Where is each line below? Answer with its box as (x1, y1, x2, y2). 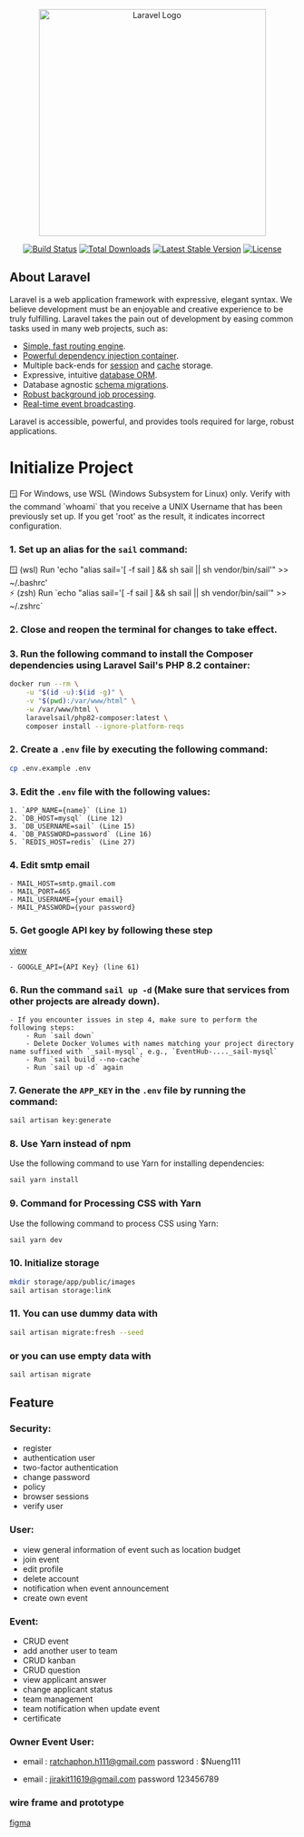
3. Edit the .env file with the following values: (9, 785, 211, 798)
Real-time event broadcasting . (22, 398, 136, 409)
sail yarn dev (9, 1235, 64, 1244)
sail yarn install (9, 1176, 79, 1185)
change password (22, 1472, 91, 1483)
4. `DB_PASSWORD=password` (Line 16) (9, 829, 152, 839)
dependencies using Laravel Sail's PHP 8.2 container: (9, 658, 251, 671)
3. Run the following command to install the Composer (9, 647, 254, 660)
